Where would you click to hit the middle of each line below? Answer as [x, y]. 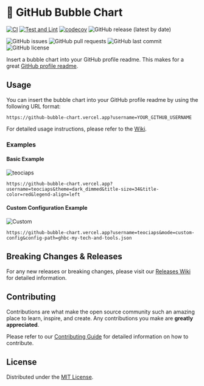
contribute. [20, 343]
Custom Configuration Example [47, 208]
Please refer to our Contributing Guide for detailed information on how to [97, 336]
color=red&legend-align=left [43, 195]
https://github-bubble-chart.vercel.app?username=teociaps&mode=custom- [100, 233]
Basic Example [25, 159]
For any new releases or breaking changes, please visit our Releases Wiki [98, 271]
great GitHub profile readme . [42, 66]
